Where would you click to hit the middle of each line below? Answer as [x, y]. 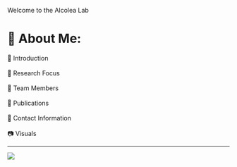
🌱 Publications [28, 103]
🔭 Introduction [28, 58]
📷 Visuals [22, 133]
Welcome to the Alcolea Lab [48, 10]
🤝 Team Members [33, 88]
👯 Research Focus [34, 73]
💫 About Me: [44, 39]
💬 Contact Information [39, 118]
